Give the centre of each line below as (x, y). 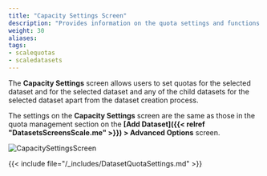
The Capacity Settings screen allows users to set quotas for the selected (129, 83)
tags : (17, 46)
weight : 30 (26, 30)
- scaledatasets (35, 61)
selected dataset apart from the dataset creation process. (103, 100)
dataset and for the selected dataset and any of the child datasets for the (129, 91)
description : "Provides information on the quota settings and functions (134, 23)
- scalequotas (32, 53)
